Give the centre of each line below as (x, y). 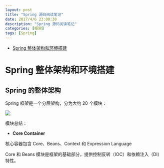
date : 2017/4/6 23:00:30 (31, 19)
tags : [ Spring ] (21, 33)
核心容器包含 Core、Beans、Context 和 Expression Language (68, 144)
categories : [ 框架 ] (25, 29)
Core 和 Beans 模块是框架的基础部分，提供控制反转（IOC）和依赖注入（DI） (84, 154)
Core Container (29, 133)
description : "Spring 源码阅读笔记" (41, 24)
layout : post (19, 10)
